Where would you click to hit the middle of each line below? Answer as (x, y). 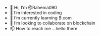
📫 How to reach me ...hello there (44, 28)
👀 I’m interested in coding (36, 13)
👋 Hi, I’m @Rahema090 (33, 8)
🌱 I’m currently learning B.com (41, 18)
